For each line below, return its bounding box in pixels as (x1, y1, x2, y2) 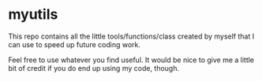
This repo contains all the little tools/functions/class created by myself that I (8, 31, 255, 41)
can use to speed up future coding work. (8, 39, 140, 49)
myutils (8, 6, 58, 24)
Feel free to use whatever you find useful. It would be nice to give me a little (8, 55, 255, 64)
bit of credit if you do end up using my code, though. (8, 63, 180, 72)
